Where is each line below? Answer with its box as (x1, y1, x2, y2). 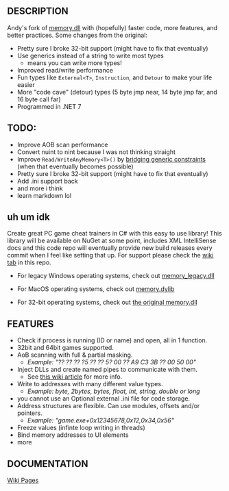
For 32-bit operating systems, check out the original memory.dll (16, 298, 197, 307)
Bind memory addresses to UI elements (16, 431, 129, 439)
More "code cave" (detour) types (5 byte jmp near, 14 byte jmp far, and (16, 88, 217, 96)
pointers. (16, 409, 43, 417)
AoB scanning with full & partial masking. (16, 351, 133, 359)
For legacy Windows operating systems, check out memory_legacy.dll (16, 272, 215, 280)
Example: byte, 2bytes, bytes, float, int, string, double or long (27, 387, 200, 396)
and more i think (16, 184, 63, 192)
